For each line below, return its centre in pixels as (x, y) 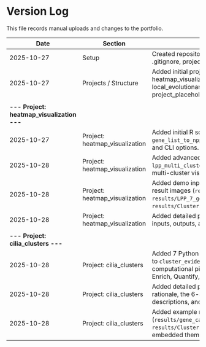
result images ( (173, 190)
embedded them (176, 335)
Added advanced (177, 157)
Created (163, 53)
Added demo (170, 182)
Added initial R (173, 132)
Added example (174, 311)
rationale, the (171, 294)
